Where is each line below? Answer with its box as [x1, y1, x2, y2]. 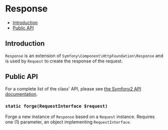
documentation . [5, 91, 38, 97]
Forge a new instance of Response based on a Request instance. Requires [5, 113, 155, 119]
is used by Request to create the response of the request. [5, 58, 123, 64]
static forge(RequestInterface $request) [5, 103, 108, 109]
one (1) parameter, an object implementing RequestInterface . [5, 118, 131, 125]
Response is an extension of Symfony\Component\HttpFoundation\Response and [5, 52, 163, 58]
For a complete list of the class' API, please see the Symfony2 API [5, 85, 141, 91]
